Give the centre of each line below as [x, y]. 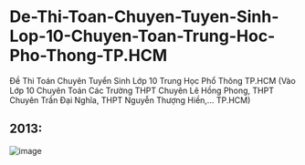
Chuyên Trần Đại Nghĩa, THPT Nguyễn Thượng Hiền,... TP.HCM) [130, 100]
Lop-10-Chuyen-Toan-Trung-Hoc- [142, 36]
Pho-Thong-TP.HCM [89, 56]
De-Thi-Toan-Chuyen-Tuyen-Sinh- [144, 17]
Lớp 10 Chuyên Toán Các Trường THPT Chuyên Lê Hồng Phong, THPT [142, 90]
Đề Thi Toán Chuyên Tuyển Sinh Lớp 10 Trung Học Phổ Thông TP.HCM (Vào [153, 80]
